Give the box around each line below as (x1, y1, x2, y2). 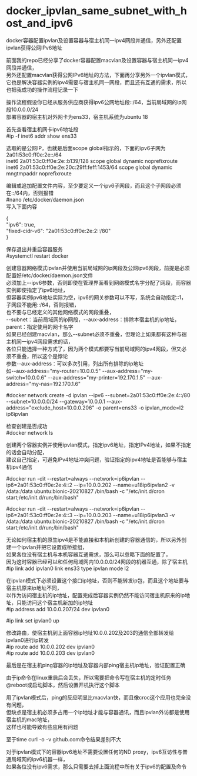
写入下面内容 (6, 203, 37, 210)
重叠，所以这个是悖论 (16, 352, 68, 359)
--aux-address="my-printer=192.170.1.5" (48, 374, 146, 381)
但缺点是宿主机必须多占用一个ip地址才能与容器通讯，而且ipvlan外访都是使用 (6, 708, 190, 715)
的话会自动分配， (6, 448, 48, 455)
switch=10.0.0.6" (6, 374, 47, 381)
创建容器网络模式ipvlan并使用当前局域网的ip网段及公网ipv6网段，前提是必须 (6, 264, 190, 271)
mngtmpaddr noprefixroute (6, 169, 72, 177)
